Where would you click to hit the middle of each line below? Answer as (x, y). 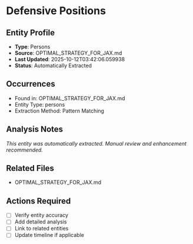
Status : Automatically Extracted (53, 65)
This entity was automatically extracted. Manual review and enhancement (96, 143)
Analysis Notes (35, 129)
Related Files (30, 168)
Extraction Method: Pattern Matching (59, 111)
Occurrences (31, 84)
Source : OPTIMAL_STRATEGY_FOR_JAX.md (68, 53)
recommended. (24, 150)
